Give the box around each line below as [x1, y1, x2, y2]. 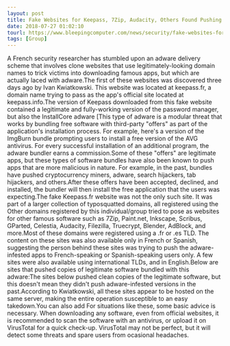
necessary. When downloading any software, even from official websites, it [7, 309, 219, 317]
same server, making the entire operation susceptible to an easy [7, 295, 188, 303]
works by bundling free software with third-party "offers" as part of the [7, 120, 208, 128]
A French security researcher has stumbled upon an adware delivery [7, 54, 201, 62]
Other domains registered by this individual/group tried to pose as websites [7, 207, 220, 216]
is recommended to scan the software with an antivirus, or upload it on [7, 317, 207, 325]
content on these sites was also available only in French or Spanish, [7, 236, 199, 245]
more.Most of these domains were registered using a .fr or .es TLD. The [7, 229, 209, 237]
